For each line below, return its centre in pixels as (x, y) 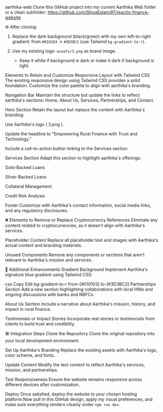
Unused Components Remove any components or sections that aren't (75, 255)
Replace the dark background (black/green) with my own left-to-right (81, 36)
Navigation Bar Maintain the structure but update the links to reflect (72, 95)
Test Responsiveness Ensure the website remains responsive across (73, 379)
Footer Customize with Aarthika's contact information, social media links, (78, 205)
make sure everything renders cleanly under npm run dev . (63, 404)
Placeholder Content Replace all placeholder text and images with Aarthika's (82, 240)
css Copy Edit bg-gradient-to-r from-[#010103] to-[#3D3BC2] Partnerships (81, 284)
